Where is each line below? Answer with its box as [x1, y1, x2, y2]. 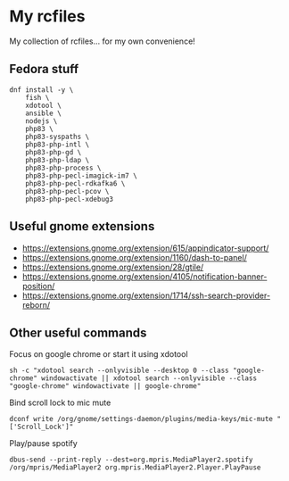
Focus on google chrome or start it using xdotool [9, 349, 189, 360]
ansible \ [25, 109, 62, 118]
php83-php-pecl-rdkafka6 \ [25, 178, 126, 188]
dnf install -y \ [9, 85, 74, 95]
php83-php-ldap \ [25, 155, 90, 164]
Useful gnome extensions [9, 219, 155, 234]
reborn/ [21, 299, 51, 310]
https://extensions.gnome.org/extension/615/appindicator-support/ [21, 243, 269, 253]
